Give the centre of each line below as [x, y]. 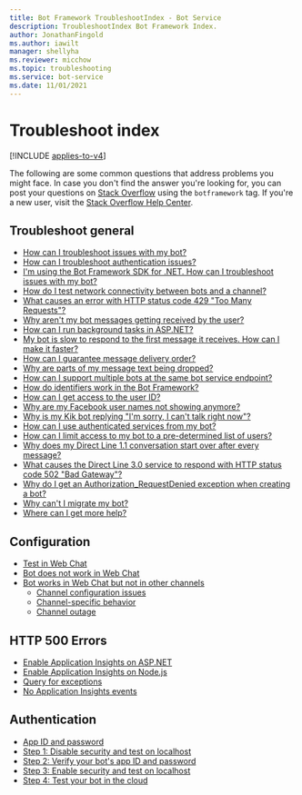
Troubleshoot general [72, 230]
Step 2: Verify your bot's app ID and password [109, 760]
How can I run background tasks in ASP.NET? [108, 330]
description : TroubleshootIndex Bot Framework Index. [114, 26]
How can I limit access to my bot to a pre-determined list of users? [147, 436]
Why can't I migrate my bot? [75, 503]
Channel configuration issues [91, 592]
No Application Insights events [80, 691]
